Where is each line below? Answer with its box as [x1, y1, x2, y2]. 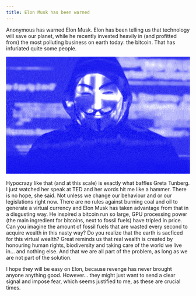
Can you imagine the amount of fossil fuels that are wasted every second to [6, 223, 188, 230]
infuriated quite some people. [6, 44, 77, 52]
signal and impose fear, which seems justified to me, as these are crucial [6, 278, 181, 285]
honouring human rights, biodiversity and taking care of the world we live [6, 242, 182, 249]
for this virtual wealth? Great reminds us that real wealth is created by [6, 236, 173, 243]
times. [6, 284, 21, 291]
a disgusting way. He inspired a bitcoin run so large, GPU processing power [6, 211, 188, 218]
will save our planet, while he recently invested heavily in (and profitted [6, 32, 177, 39]
